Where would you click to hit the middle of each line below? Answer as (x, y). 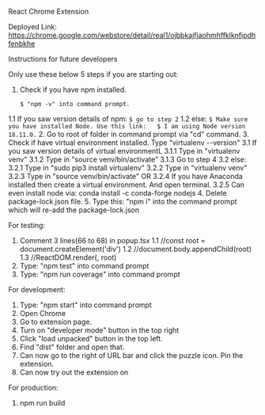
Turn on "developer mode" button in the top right (99, 330)
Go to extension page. (56, 322)
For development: (37, 289)
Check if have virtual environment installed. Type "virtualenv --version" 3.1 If (132, 143)
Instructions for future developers (63, 59)
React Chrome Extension (49, 11)
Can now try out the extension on (74, 372)
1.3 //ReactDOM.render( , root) (68, 257)
